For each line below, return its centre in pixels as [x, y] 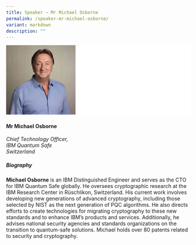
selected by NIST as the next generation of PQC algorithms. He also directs [97, 205]
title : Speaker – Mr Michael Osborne [52, 12]
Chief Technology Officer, [37, 139]
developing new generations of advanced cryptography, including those [93, 199]
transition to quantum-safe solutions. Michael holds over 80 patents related [97, 230]
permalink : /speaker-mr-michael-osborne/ [58, 19]
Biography [19, 165]
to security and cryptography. [42, 236]
